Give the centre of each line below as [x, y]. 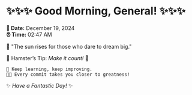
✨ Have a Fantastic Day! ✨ [40, 85]
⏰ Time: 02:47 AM [29, 34]
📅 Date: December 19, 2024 [40, 28]
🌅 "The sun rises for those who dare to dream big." [69, 46]
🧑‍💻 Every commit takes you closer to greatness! [68, 74]
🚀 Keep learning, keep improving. [49, 69]
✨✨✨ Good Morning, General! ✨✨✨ [96, 11]
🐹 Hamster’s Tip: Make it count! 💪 [47, 58]
